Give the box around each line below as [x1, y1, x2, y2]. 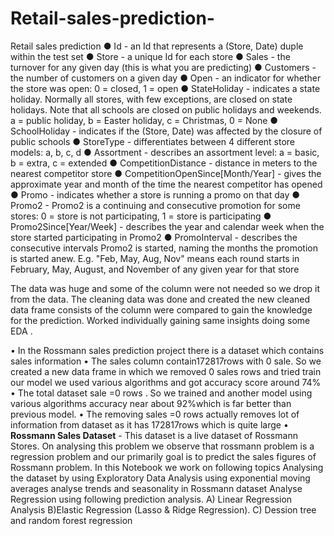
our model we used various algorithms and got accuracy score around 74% [10, 376, 322, 388]
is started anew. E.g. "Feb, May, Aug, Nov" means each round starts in [10, 252, 300, 264]
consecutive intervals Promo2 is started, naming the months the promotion [10, 242, 318, 254]
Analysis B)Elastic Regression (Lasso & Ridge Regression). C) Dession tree [10, 503, 317, 516]
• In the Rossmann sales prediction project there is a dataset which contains [10, 344, 325, 356]
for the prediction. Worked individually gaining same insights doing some [10, 314, 311, 326]
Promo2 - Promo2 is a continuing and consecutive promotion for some [10, 199, 301, 211]
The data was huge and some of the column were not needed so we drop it [10, 282, 321, 294]
